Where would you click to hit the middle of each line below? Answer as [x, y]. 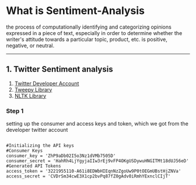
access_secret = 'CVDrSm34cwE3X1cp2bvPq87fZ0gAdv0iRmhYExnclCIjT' [88, 176]
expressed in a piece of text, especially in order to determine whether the [94, 33]
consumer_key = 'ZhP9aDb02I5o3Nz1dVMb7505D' [61, 156]
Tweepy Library [33, 89]
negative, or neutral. [30, 46]
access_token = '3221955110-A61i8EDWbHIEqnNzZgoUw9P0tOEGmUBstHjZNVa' [94, 171]
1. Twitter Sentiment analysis [60, 69]
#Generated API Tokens [34, 166]
